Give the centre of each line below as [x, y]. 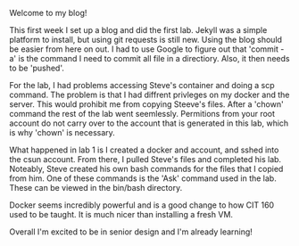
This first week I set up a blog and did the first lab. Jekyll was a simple [138, 30]
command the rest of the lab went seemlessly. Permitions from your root [142, 114]
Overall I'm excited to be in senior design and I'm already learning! [131, 232]
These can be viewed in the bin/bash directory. [96, 188]
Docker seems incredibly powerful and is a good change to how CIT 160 [142, 205]
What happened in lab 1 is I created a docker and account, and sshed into [144, 150]
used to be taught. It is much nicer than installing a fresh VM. [121, 214]
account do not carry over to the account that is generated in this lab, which [149, 123]
